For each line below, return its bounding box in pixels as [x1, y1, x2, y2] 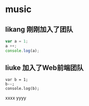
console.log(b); [5, 86, 39, 91]
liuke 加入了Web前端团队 [5, 63, 84, 72]
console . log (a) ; [5, 48, 39, 53]
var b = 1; [5, 77, 28, 82]
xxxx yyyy [5, 95, 26, 101]
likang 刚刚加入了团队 [5, 25, 73, 33]
